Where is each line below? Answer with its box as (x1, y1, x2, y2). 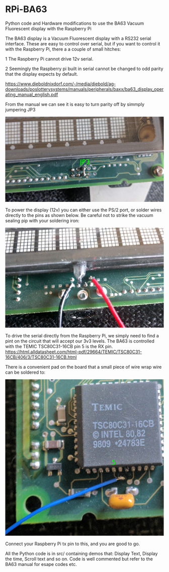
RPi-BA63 (5, 4, 47, 15)
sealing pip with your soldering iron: (5, 218, 79, 224)
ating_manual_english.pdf (5, 91, 58, 97)
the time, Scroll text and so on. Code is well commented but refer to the (5, 556, 153, 562)
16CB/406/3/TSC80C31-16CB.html (5, 354, 77, 360)
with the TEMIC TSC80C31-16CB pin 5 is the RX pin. (5, 344, 113, 350)
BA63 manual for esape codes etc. (5, 561, 77, 567)
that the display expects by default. (5, 71, 78, 77)
